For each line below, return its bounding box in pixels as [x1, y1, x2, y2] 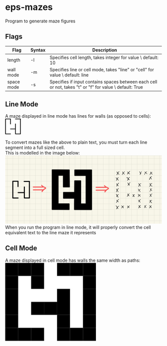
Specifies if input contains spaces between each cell [49, 79, 158, 85]
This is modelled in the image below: [5, 150, 81, 156]
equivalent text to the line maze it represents [5, 229, 96, 235]
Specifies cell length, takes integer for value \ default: [49, 54, 159, 60]
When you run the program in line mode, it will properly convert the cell [5, 224, 151, 230]
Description [92, 47, 117, 53]
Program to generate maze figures [5, 18, 76, 24]
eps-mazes [5, 1, 53, 13]
